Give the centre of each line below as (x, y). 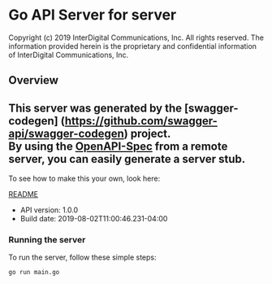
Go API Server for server (93, 15)
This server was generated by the (95, 108)
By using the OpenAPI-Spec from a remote (118, 146)
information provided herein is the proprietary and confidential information (133, 46)
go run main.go (34, 273)
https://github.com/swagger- (141, 121)
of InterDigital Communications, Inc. (69, 55)
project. (151, 133)
